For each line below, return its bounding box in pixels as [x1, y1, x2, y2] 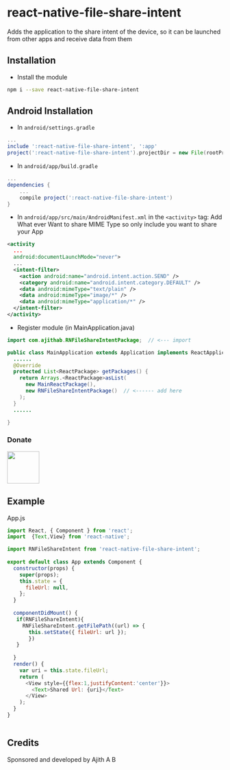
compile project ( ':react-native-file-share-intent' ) [19, 194, 173, 201]
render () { [13, 661, 44, 668]
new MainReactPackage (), [25, 381, 97, 388]
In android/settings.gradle [16, 124, 95, 132]
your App [16, 228, 44, 236]
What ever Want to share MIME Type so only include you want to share [16, 220, 217, 229]
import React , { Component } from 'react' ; [7, 527, 133, 534]
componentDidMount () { [13, 609, 78, 617]
